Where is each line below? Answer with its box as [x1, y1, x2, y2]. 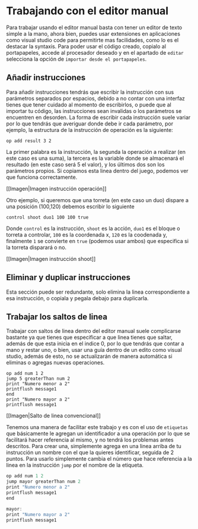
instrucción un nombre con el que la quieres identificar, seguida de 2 [6, 449, 174, 456]
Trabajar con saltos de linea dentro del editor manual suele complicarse [6, 328, 181, 335]
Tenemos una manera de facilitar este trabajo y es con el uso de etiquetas [6, 424, 189, 431]
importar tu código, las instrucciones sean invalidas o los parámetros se [6, 107, 182, 114]
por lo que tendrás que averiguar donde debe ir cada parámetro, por [6, 120, 174, 127]
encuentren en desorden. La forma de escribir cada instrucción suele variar [6, 114, 191, 121]
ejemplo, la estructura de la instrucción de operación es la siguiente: [6, 126, 173, 133]
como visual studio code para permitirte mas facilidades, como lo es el [6, 36, 179, 43]
